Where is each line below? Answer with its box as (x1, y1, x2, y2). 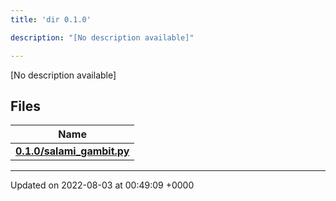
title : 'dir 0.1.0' (10, 14, 92, 25)
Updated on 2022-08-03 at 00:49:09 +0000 (10, 179, 195, 191)
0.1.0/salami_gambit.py (15, 144, 130, 158)
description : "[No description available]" (10, 32, 195, 43)
